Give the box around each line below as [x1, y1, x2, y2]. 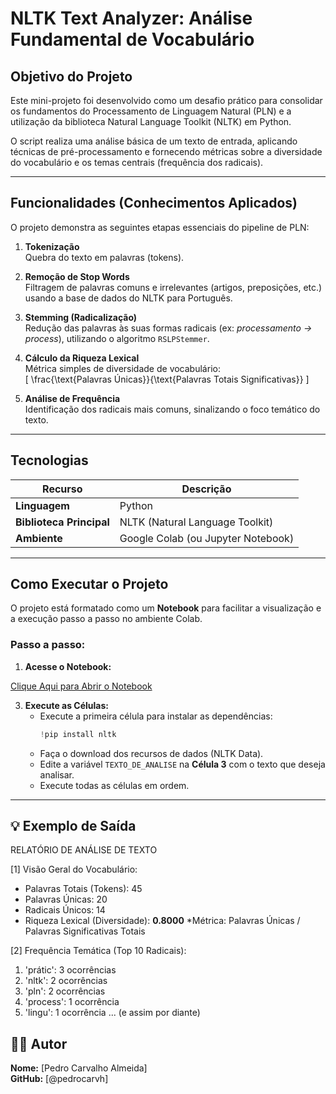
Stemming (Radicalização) [24, 311, 138, 323]
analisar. [39, 768, 75, 781]
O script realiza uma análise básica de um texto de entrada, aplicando [10, 135, 298, 147]
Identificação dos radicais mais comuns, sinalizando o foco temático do [24, 403, 321, 415]
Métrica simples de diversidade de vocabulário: [24, 362, 221, 374]
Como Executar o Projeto [10, 576, 169, 593]
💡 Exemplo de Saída [10, 818, 137, 834]
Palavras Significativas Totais [24, 925, 146, 937]
